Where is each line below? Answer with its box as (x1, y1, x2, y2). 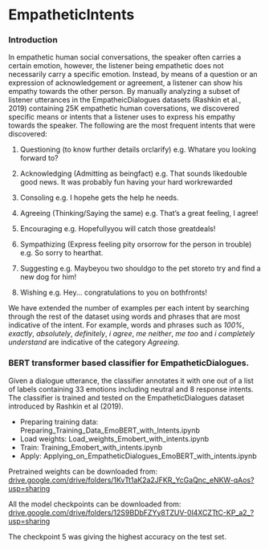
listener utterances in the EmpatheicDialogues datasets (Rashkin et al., (8, 95, 242, 105)
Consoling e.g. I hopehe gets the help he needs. (19, 193, 179, 202)
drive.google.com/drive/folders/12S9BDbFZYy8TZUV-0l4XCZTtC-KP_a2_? (8, 507, 255, 517)
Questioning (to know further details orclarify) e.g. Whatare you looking (19, 144, 257, 154)
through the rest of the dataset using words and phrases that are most (8, 311, 241, 322)
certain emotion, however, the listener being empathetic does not (8, 61, 224, 71)
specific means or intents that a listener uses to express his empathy (8, 112, 235, 122)
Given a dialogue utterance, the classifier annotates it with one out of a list (8, 376, 255, 385)
